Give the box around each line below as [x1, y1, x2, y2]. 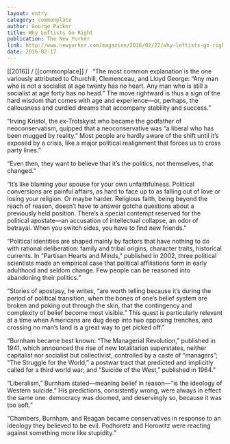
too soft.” [7, 401, 33, 409]
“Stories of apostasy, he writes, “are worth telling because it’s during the [7, 286, 212, 295]
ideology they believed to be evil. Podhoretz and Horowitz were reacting [7, 421, 211, 430]
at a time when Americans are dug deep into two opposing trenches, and [7, 316, 213, 324]
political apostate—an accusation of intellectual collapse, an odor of [7, 216, 199, 224]
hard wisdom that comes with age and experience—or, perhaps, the [7, 96, 199, 104]
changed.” [7, 166, 36, 175]
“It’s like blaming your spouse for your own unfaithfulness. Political [7, 180, 195, 188]
